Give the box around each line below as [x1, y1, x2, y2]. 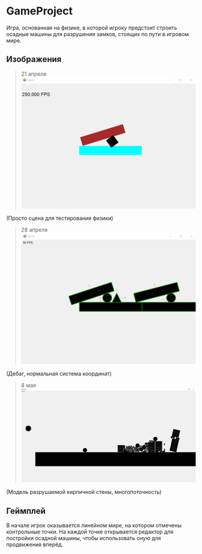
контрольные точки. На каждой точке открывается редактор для [6, 528, 174, 535]
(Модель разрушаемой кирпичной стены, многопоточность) [6, 489, 162, 496]
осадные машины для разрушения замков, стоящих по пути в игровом [6, 30, 189, 37]
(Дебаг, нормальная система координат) [6, 370, 112, 377]
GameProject [6, 4, 73, 18]
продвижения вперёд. [6, 541, 64, 548]
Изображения [6, 54, 62, 64]
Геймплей [6, 506, 46, 516]
